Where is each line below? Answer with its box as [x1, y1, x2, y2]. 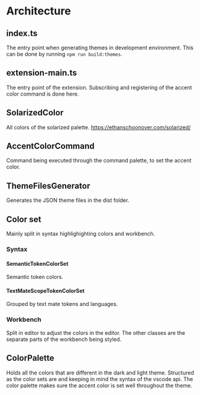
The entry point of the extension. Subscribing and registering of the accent [6, 84, 192, 91]
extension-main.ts [6, 68, 77, 78]
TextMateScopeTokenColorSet [6, 287, 85, 294]
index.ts [6, 28, 38, 38]
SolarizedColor [6, 108, 64, 118]
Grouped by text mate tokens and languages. [6, 301, 118, 308]
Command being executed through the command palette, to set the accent [6, 157, 192, 164]
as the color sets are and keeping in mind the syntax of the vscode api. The [6, 375, 193, 382]
